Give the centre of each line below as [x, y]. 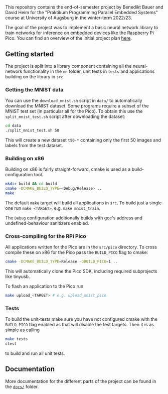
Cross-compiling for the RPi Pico [46, 236]
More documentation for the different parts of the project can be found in [81, 381]
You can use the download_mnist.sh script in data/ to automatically [74, 101]
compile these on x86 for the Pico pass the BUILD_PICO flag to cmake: [77, 252]
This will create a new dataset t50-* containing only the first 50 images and [83, 140]
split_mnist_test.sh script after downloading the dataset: [65, 116]
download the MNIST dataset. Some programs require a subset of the [77, 106]
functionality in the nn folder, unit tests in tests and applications [89, 71]
